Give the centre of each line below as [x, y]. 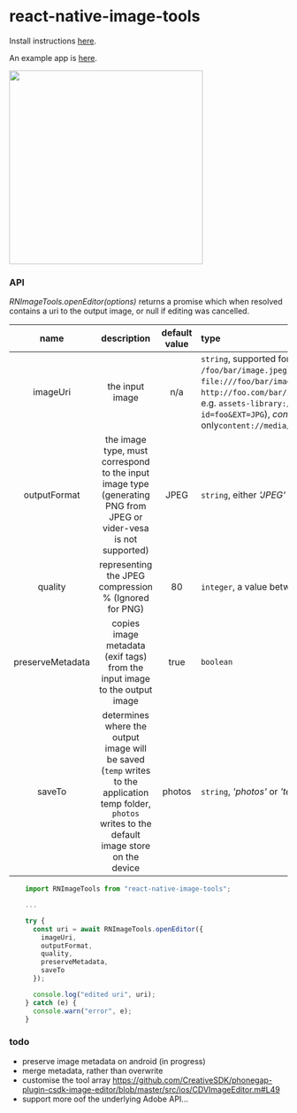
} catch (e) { [51, 1002]
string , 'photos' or [239, 792]
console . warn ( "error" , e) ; [82, 1011]
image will [126, 748]
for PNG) [126, 609]
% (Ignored [126, 598]
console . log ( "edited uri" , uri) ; [94, 994]
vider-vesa [126, 529]
